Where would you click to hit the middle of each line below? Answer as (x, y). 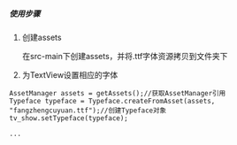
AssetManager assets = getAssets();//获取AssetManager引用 (118, 93)
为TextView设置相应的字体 (70, 74)
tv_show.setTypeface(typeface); (69, 118)
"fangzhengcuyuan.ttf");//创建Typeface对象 (88, 111)
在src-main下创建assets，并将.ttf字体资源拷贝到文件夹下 (125, 56)
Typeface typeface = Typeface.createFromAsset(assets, (112, 101)
